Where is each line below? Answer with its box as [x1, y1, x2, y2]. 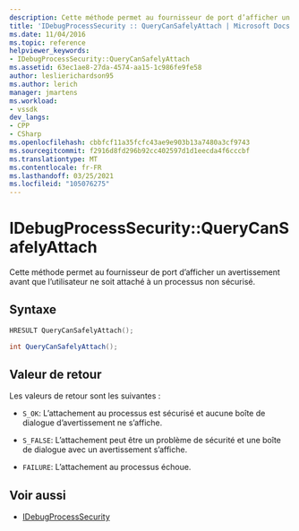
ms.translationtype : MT [9, 154, 98, 164]
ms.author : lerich [9, 80, 78, 89]
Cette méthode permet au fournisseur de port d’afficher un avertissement [9, 267, 280, 278]
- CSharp [9, 130, 42, 139]
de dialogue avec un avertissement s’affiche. [21, 444, 188, 455]
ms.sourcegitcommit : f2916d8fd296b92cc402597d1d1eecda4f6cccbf [9, 146, 251, 155]
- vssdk [9, 105, 38, 114]
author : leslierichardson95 [9, 72, 115, 81]
